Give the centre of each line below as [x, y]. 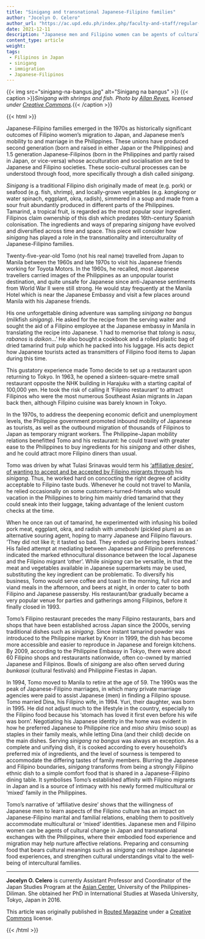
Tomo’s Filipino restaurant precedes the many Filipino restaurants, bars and [101, 619]
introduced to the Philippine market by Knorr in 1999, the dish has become [100, 638]
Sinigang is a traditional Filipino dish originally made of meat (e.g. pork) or [99, 186]
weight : [16, 46]
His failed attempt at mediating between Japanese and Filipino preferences [101, 549]
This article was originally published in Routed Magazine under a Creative [99, 912]
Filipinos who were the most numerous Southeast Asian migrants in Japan [99, 396]
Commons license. [30, 918]
